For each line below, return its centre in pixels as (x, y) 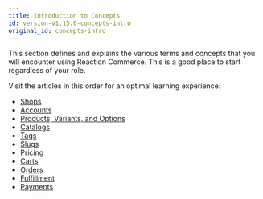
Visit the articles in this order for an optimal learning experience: (115, 86)
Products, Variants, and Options (73, 119)
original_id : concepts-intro (57, 30)
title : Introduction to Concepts (64, 16)
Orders (31, 170)
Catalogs (35, 127)
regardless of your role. (47, 71)
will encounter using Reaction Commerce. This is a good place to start (125, 62)
